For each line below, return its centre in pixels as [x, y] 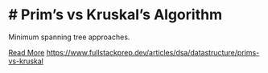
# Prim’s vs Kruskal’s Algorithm [115, 15]
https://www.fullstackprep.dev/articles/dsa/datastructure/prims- [153, 52]
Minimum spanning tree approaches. [69, 37]
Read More [27, 52]
